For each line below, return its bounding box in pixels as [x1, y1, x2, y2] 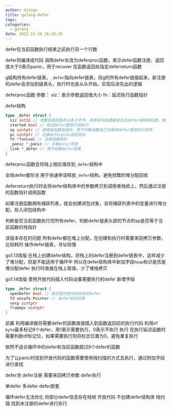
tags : [5, 17, 17, 22]
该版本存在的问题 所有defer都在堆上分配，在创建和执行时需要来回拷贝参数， [5, 235, 166, 241]
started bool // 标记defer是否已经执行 [10, 122, 89, 127]
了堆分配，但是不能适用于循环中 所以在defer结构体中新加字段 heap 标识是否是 [5, 258, 166, 265]
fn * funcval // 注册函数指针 [10, 137, 68, 142]
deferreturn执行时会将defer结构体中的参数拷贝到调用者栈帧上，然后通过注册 [5, 183, 166, 189]
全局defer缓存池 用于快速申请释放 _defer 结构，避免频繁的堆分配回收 [5, 172, 148, 178]
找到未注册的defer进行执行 [11, 400, 68, 406]
